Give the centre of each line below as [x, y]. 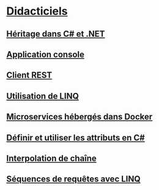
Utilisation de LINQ [43, 96]
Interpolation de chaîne [51, 158]
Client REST [29, 75]
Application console [45, 54]
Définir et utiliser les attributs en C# [76, 138]
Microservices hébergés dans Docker [79, 117]
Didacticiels [37, 11]
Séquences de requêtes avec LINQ [73, 179]
